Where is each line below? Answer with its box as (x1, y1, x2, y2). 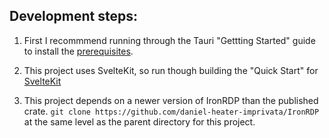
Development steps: (9, 8, 139, 25)
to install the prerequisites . (23, 45, 134, 57)
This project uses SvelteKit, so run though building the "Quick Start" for (23, 64, 319, 76)
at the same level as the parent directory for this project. (23, 115, 256, 128)
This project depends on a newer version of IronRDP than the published (23, 94, 319, 106)
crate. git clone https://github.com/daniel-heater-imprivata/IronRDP (23, 105, 320, 117)
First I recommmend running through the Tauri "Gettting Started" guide (23, 34, 316, 46)
